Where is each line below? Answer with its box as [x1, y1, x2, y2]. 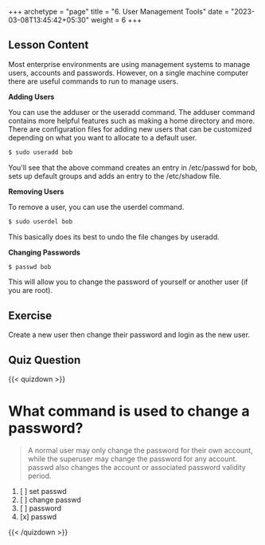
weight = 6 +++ [91, 15, 142, 25]
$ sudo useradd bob [8, 148, 73, 156]
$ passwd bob [8, 263, 52, 271]
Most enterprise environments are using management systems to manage [8, 59, 251, 69]
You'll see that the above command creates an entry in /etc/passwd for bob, [8, 163, 258, 172]
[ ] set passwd [19, 487, 68, 496]
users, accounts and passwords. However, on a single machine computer [8, 68, 249, 77]
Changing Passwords [8, 247, 81, 257]
